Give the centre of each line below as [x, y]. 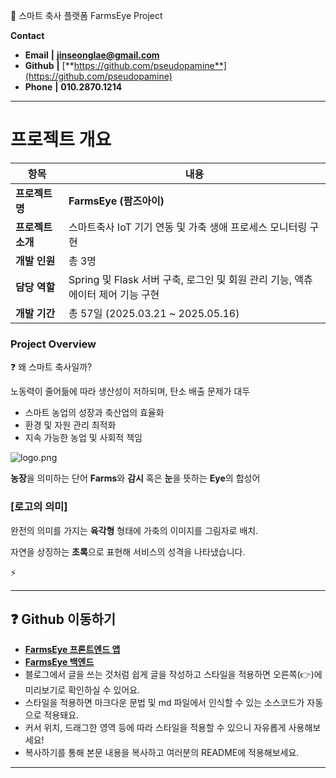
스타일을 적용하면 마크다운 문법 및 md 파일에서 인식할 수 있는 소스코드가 [164, 703]
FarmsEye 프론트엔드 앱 [72, 650]
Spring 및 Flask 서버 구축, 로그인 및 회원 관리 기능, [180, 279]
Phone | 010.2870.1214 [73, 87]
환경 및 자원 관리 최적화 [70, 425]
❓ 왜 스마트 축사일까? [51, 367]
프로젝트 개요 [61, 140]
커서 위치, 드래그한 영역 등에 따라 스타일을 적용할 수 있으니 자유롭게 [155, 728]
